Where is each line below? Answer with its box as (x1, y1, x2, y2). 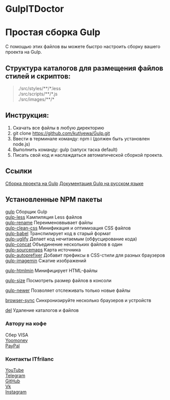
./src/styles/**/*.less (17, 85, 61, 91)
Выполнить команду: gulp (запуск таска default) (12, 146, 118, 153)
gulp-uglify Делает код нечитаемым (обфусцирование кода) (5, 236, 137, 242)
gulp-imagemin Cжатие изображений (5, 258, 87, 264)
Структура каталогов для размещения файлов (5, 64, 164, 72)
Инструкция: (5, 111, 50, 120)
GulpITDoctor (5, 3, 64, 15)
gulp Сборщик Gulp (5, 208, 48, 215)
